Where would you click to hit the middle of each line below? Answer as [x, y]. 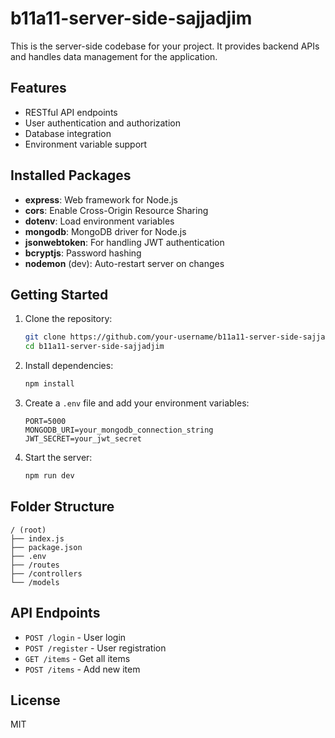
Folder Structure [62, 507]
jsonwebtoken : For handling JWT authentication [124, 242]
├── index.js [37, 538]
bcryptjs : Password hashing [83, 253]
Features [38, 88]
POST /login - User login [75, 637]
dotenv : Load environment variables [99, 221]
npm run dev [49, 476]
